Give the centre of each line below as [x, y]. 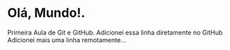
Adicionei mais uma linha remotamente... [67, 39]
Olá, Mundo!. [46, 13]
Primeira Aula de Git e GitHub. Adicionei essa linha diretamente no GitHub [115, 32]
